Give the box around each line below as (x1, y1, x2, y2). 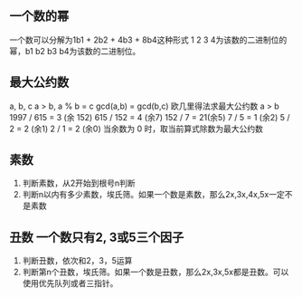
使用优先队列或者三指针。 (22, 278, 118, 289)
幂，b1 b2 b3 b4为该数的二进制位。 (9, 45, 141, 56)
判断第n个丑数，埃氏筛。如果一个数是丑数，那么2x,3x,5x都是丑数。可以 (22, 266, 289, 278)
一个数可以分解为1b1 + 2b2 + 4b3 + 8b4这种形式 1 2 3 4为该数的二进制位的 (9, 34, 288, 45)
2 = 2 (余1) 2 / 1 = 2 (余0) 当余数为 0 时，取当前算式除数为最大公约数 (9, 123, 264, 134)
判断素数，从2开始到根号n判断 (22, 177, 136, 188)
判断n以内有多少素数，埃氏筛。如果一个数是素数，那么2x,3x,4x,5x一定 (22, 189, 285, 200)
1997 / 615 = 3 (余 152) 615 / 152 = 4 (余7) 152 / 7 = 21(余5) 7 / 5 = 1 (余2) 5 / (9, 111, 291, 122)
